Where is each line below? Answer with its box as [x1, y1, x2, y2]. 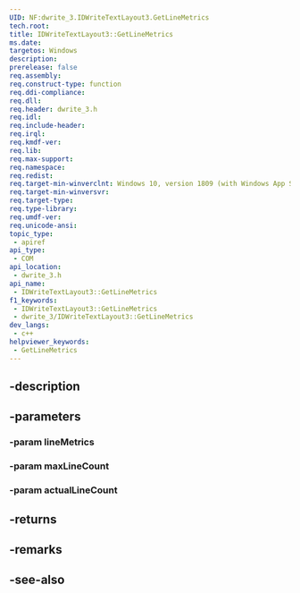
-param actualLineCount [9, 484, 118, 496]
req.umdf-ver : [9, 212, 62, 222]
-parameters [9, 409, 81, 425]
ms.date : [9, 38, 42, 47]
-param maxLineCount [9, 460, 110, 472]
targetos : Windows [9, 47, 78, 55]
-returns [9, 512, 57, 527]
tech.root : [9, 21, 50, 30]
